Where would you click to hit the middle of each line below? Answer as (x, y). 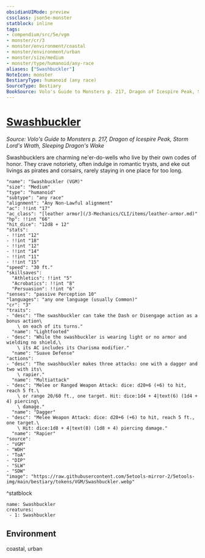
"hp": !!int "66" (28, 219)
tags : (13, 29)
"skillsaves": (24, 273)
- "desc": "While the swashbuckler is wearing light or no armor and (97, 337)
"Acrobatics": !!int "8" (43, 283)
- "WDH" (16, 450)
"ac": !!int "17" (28, 208)
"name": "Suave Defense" (43, 353)
